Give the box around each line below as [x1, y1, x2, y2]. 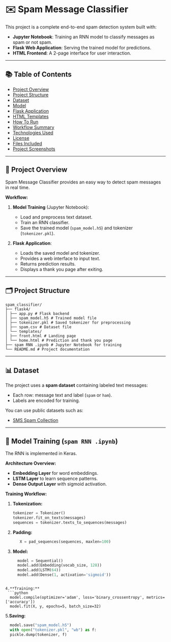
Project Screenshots [12, 146, 55, 152]
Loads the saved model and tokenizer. [20, 250, 100, 256]
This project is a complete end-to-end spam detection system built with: [5, 23, 157, 30]
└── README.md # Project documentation [5, 347, 90, 352]
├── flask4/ [5, 307, 31, 312]
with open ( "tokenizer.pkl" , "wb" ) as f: [10, 627, 97, 632]
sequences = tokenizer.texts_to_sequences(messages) [12, 520, 127, 525]
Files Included [12, 140, 42, 146]
